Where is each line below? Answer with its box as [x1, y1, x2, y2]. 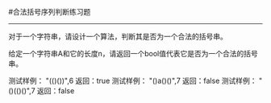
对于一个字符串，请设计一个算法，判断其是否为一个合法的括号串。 [8, 31, 227, 41]
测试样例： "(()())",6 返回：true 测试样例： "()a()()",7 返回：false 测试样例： [8, 76, 257, 85]
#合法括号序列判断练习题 [8, 7, 91, 16]
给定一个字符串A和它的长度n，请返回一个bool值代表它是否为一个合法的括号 [8, 49, 258, 58]
